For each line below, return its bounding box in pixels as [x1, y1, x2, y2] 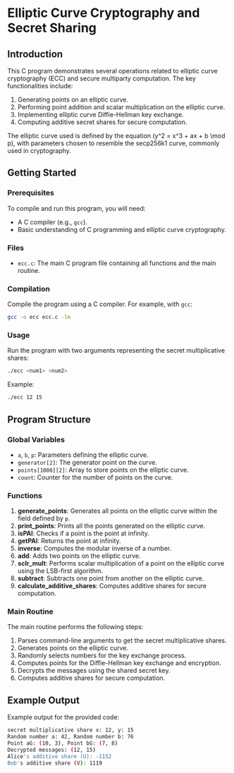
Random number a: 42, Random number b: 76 [7, 734, 134, 741]
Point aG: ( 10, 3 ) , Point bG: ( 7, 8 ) [7, 740, 118, 747]
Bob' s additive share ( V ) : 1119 [7, 760, 102, 767]
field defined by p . [17, 514, 70, 523]
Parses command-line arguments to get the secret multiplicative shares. [17, 636, 227, 645]
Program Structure [7, 413, 92, 425]
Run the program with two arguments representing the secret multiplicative [7, 346, 226, 355]
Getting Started [7, 167, 77, 179]
